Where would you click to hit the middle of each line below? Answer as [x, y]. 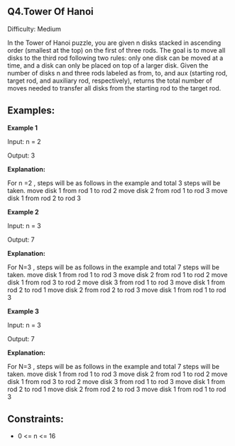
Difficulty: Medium [34, 28]
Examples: [31, 111]
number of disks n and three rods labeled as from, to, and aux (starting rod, [117, 73]
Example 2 [23, 212]
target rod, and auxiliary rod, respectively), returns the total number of [110, 81]
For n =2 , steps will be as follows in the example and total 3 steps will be [114, 183]
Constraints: [35, 419]
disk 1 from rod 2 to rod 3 [44, 198]
